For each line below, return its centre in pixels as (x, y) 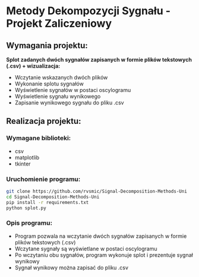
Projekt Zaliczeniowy (59, 23)
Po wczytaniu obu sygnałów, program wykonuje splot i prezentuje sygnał (104, 255)
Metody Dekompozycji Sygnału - (89, 11)
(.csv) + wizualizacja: (33, 66)
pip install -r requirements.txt (48, 202)
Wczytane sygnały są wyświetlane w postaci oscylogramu (86, 249)
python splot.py (26, 208)
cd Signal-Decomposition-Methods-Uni (53, 197)
